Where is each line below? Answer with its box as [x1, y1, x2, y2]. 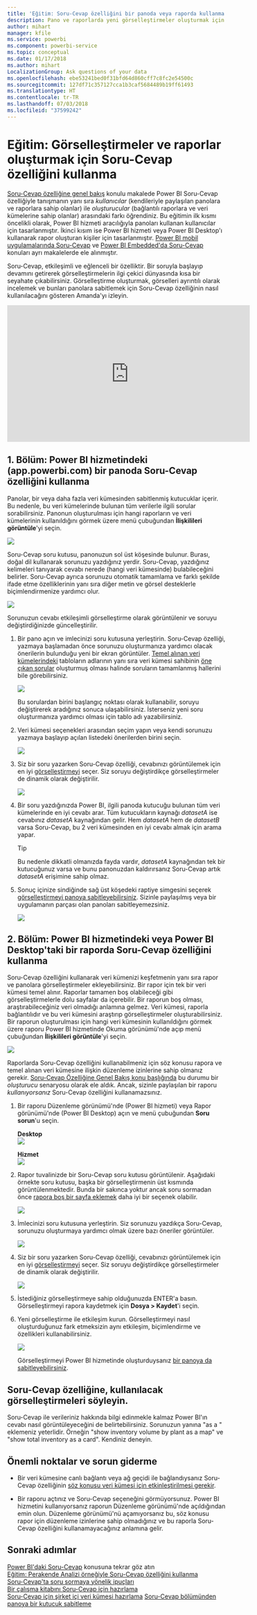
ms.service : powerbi [7, 36, 67, 43]
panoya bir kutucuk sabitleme [7, 1599, 92, 1607]
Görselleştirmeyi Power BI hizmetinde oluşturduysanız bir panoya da [17, 1356, 213, 1364]
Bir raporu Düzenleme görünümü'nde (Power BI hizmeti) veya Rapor [17, 1101, 211, 1110]
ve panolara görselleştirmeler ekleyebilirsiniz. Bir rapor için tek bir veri [7, 981, 206, 989]
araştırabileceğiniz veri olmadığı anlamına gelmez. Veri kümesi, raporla [7, 1003, 209, 1011]
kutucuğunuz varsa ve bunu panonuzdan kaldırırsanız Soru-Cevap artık [17, 865, 221, 873]
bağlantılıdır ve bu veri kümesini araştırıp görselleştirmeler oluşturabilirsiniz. [7, 1011, 223, 1019]
